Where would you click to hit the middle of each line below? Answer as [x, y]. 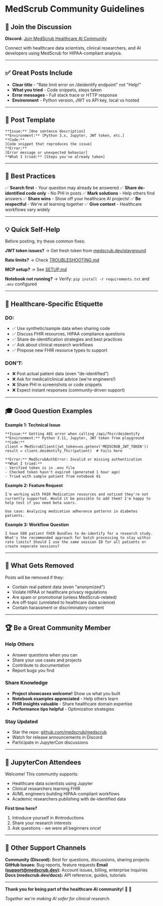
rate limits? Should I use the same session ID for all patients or [76, 542]
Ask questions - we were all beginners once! [57, 828]
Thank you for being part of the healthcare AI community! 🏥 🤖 [68, 889]
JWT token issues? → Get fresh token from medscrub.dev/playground [76, 251]
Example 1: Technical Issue [33, 425]
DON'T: [14, 363]
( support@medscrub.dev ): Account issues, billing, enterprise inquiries [76, 870]
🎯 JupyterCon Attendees [43, 762]
